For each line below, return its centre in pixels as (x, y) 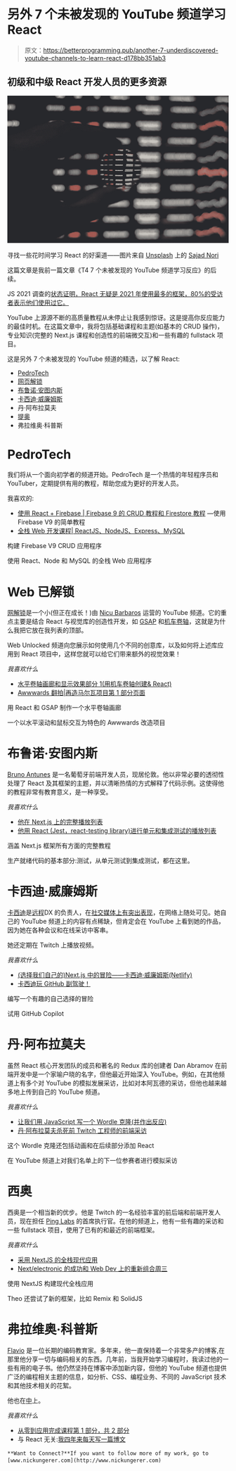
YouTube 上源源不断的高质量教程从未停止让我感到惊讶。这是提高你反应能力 (116, 318)
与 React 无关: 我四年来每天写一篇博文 (72, 1439)
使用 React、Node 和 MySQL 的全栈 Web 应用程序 (80, 561)
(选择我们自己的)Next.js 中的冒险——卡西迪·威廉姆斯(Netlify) (105, 975)
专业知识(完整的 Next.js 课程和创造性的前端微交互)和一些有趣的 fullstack (111, 336)
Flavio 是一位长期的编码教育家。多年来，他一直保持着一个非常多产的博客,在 (116, 1350)
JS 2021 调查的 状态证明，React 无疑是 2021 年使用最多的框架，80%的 (109, 294)
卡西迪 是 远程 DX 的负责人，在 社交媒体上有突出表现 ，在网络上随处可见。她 (114, 912)
